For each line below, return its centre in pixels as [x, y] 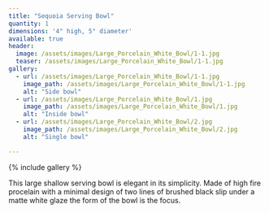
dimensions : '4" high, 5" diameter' [70, 31]
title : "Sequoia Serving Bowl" [61, 16]
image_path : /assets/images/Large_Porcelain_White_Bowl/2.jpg [130, 129]
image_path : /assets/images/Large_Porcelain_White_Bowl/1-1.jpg [134, 84]
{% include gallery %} [46, 167]
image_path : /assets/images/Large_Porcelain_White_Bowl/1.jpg [130, 106]
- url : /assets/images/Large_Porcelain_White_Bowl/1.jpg [114, 99]
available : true [36, 39]
